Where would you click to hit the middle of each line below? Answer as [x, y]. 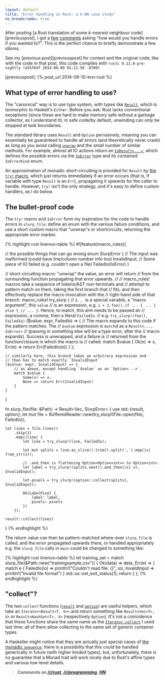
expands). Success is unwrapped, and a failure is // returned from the [76, 336]
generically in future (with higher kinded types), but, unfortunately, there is [81, 652]
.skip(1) [23, 433]
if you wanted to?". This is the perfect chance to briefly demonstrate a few [81, 43]
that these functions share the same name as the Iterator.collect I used [80, 621]
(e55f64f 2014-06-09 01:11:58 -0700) [61, 68]
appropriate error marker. [31, 235]
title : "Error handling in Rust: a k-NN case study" [60, 14]
